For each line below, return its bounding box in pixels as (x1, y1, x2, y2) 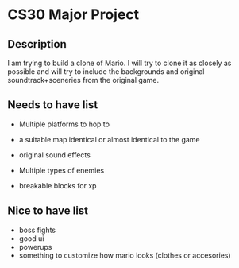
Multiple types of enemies (18, 165, 105, 175)
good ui (18, 233, 44, 243)
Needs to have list (7, 98, 98, 112)
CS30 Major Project (7, 6, 140, 24)
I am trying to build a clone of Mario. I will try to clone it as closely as (7, 58, 232, 68)
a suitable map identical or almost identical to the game (18, 134, 200, 144)
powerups (18, 242, 52, 251)
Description (7, 37, 67, 51)
